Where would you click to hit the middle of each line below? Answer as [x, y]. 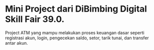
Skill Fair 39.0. [35, 19]
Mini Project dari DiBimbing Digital [76, 9]
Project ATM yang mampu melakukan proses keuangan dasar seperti [75, 33]
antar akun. [16, 43]
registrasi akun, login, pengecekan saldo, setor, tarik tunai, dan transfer [77, 38]
